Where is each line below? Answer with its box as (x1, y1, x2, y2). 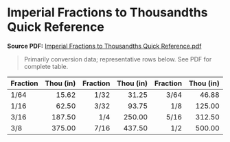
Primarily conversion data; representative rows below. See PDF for (23, 55, 212, 63)
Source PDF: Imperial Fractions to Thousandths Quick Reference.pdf (7, 42, 202, 50)
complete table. (23, 62, 69, 70)
